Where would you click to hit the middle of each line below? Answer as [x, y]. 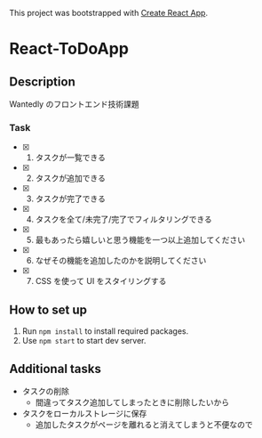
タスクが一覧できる [71, 158]
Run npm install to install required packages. [105, 331]
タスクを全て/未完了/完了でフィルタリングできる [124, 219]
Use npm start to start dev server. [84, 341]
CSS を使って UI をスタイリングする [101, 281]
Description [42, 81]
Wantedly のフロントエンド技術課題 [74, 104]
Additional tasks [56, 369]
